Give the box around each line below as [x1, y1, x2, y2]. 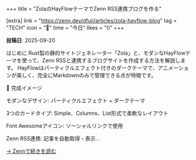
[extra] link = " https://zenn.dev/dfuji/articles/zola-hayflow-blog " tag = [6, 17, 177, 24]
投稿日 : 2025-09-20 [6, 37, 55, 43]
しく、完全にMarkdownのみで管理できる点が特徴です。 [21, 72, 157, 79]
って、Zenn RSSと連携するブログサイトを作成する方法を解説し [26, 57, 181, 64]
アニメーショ [157, 64, 189, 71]
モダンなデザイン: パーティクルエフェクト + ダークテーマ [6, 97, 146, 104]
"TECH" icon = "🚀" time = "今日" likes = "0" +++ [6, 24, 125, 31]
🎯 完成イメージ [6, 84, 43, 91]
